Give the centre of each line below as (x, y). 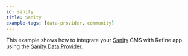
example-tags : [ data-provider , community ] (60, 23)
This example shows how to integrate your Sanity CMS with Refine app (94, 40)
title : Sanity (24, 17)
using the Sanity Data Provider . (45, 46)
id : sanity (20, 12)
